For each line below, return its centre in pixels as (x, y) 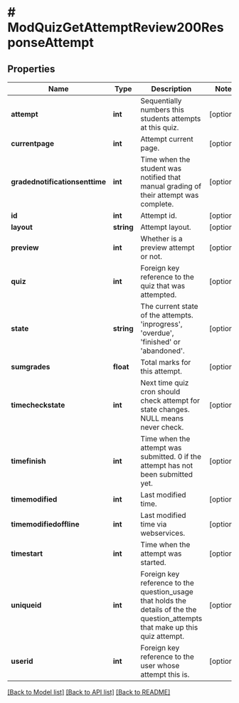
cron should (160, 392)
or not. (151, 257)
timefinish (28, 461)
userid (22, 661)
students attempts (171, 118)
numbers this (163, 110)
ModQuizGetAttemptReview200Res (116, 27)
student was (161, 168)
